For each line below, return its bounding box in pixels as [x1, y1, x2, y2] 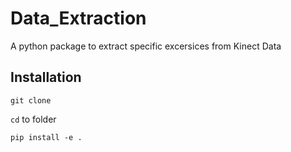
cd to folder [10, 113, 57, 125]
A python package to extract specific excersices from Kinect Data [10, 40, 282, 52]
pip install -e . [10, 132, 83, 142]
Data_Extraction [10, 7, 147, 30]
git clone [10, 95, 52, 106]
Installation [10, 69, 82, 86]
